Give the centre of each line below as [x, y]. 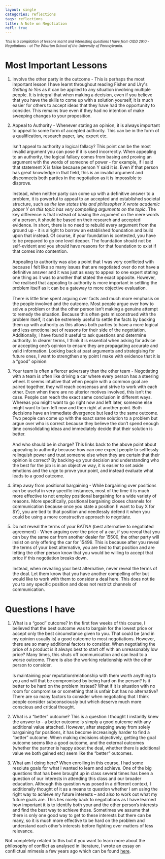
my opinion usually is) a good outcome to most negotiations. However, [83, 639]
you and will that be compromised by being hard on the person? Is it [81, 681]
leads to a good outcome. [38, 476]
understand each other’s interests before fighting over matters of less [83, 826]
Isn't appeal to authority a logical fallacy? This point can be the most [82, 147]
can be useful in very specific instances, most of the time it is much [81, 491]
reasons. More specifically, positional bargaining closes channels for [82, 501]
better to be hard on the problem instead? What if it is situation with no [84, 686]
